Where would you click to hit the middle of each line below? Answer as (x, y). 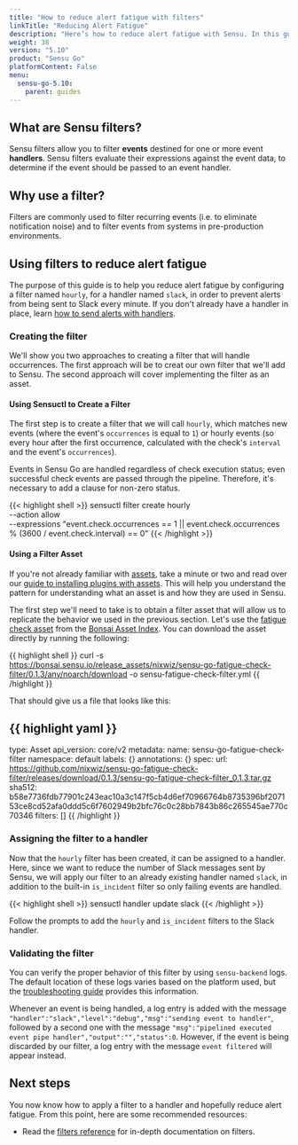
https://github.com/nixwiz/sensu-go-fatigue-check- (104, 769)
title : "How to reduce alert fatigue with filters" (106, 17)
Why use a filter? (57, 196)
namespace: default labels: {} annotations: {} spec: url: (128, 759)
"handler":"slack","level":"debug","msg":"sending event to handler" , (141, 1018)
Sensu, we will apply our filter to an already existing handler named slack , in (149, 877)
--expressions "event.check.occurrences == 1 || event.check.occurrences (145, 524)
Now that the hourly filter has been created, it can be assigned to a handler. (147, 858)
